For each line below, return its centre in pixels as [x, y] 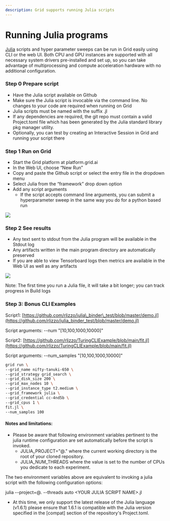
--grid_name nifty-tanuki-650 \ [39, 369]
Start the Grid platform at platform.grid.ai [55, 162]
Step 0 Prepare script [32, 84]
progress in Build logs [28, 291]
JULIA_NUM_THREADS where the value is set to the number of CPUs [92, 462]
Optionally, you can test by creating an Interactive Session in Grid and [86, 133]
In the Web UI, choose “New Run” [48, 168]
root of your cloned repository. [52, 456]
